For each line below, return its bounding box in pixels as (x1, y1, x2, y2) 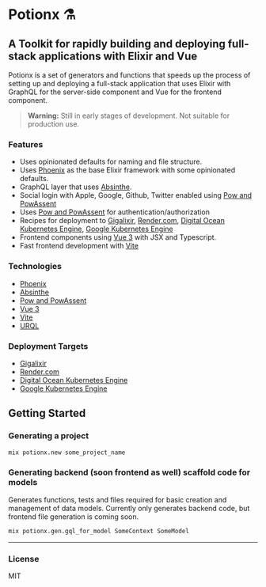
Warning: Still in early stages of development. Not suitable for (27, 111, 230, 120)
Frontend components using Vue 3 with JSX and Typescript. (19, 233, 217, 242)
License (8, 553, 40, 564)
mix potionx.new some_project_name (8, 449, 126, 456)
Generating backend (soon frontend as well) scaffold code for (8, 467, 251, 478)
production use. (27, 119, 80, 128)
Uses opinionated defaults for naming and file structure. (19, 157, 203, 167)
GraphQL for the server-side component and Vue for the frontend (8, 87, 222, 97)
